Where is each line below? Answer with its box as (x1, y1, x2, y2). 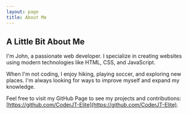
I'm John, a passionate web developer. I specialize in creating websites (6, 52, 182, 60)
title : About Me (6, 14, 47, 20)
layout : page (6, 8, 39, 15)
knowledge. (6, 83, 35, 91)
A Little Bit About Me (6, 37, 85, 47)
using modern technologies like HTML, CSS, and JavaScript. (6, 59, 156, 66)
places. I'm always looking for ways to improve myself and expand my (6, 77, 180, 84)
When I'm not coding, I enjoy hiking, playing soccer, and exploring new (6, 70, 181, 78)
